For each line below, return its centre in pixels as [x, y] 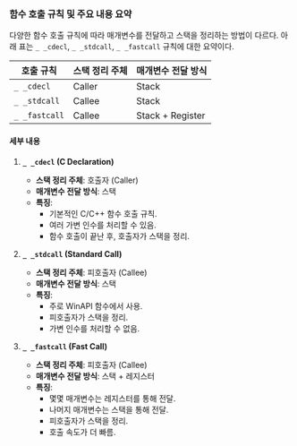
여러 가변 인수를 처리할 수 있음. [102, 225]
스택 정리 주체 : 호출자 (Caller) [87, 180]
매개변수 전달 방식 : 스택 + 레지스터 [95, 376]
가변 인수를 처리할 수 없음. [94, 328]
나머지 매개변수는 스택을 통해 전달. [109, 409]
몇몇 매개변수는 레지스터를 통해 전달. [112, 398]
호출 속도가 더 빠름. [82, 432]
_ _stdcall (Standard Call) [72, 253]
